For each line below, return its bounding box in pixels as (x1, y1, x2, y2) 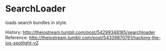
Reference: (5, 34, 28, 40)
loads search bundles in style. (5, 19, 68, 25)
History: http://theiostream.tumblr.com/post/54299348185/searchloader (5, 29, 155, 35)
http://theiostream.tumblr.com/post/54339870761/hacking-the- (29, 34, 161, 40)
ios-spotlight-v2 (5, 39, 39, 45)
